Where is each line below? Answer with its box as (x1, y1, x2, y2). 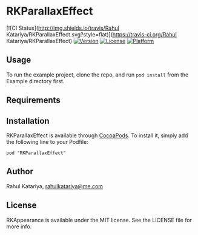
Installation (6, 115, 50, 126)
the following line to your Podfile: (6, 138, 89, 145)
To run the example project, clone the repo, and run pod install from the (6, 71, 189, 78)
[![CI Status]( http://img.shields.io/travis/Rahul (6, 24, 119, 32)
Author (6, 166, 33, 177)
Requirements (6, 95, 61, 106)
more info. (6, 223, 32, 230)
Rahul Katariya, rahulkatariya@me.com (6, 182, 104, 189)
